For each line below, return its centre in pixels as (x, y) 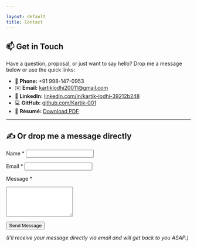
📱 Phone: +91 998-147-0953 (49, 81)
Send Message (26, 226)
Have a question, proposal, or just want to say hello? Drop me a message (94, 64)
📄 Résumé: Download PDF (47, 111)
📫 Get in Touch (35, 47)
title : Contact (25, 22)
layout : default (26, 16)
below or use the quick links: (41, 70)
